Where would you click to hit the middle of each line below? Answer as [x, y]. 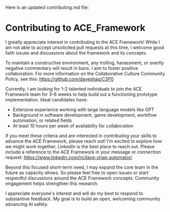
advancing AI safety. [27, 204]
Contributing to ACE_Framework [75, 28]
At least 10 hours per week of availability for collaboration [73, 126]
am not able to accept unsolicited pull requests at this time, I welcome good [85, 47]
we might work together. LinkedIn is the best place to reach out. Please [80, 146]
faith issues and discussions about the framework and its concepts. [76, 52]
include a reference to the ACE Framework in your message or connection [83, 152]
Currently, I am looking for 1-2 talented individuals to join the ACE [74, 89]
